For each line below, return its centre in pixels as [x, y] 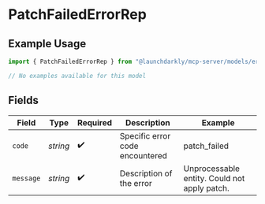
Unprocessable [212, 169]
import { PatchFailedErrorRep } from [70, 61]
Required [95, 122]
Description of [146, 173]
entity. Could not [214, 178]
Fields [24, 100]
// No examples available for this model [77, 76]
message [26, 178]
